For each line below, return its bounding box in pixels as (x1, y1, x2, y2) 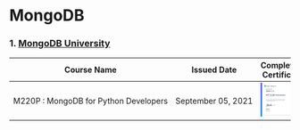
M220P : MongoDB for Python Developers (12, 95, 168, 106)
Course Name (63, 64, 118, 76)
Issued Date (191, 64, 237, 76)
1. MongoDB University (9, 37, 111, 50)
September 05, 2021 (175, 95, 254, 106)
